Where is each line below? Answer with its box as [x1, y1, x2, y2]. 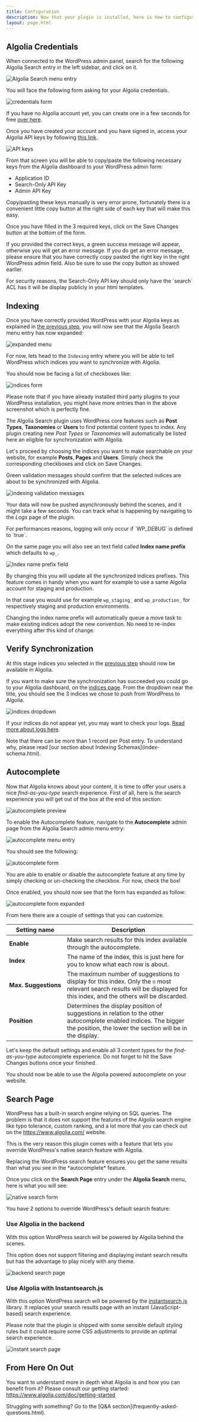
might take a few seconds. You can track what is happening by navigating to [6, 507, 192, 514]
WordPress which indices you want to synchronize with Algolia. [6, 358, 161, 366]
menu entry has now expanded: [6, 329, 84, 336]
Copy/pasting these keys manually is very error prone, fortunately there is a [6, 199, 191, 206]
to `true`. [6, 532, 28, 538]
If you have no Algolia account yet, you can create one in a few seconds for [6, 110, 191, 117]
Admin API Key [14, 188, 52, 195]
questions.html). [6, 1409, 46, 1416]
